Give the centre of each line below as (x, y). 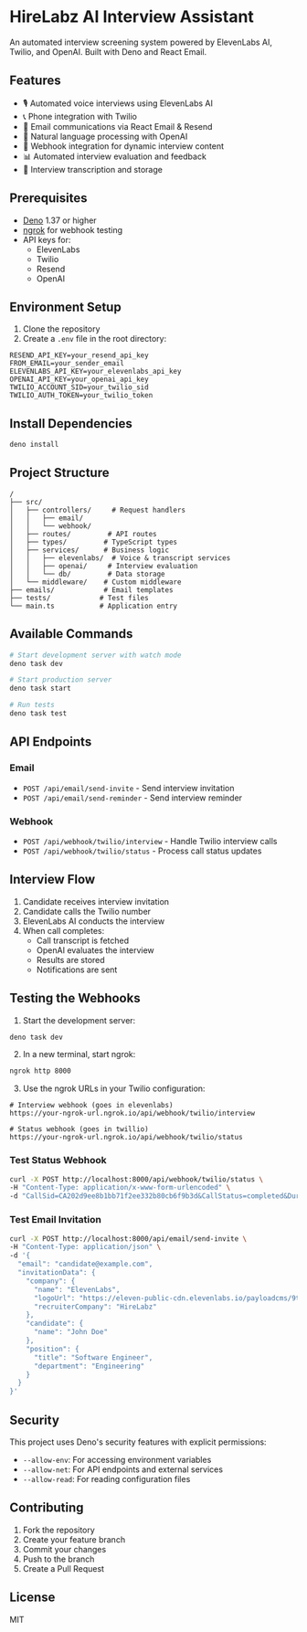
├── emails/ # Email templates (91, 590)
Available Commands (71, 634)
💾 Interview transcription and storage (92, 169)
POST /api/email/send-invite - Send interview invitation (128, 788)
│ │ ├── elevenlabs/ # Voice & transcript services (120, 558)
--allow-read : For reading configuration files (106, 1478)
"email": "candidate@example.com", (85, 1264)
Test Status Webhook (58, 1160)
